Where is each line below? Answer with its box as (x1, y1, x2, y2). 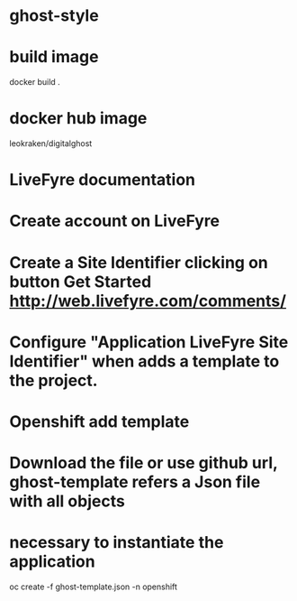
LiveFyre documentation (9, 170, 196, 190)
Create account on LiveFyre (9, 211, 220, 231)
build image (9, 47, 99, 68)
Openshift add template (9, 411, 190, 431)
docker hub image (9, 108, 148, 129)
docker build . (9, 77, 60, 88)
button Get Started (9, 272, 152, 291)
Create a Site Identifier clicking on (9, 252, 268, 273)
